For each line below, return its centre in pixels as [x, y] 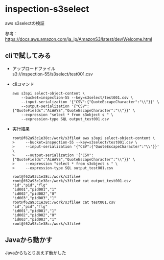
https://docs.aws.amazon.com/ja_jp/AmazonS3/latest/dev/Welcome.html [79, 39]
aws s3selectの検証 [25, 23]
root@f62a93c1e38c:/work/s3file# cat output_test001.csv [71, 181]
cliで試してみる [28, 56]
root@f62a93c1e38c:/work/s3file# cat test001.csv [64, 202]
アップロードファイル [34, 68]
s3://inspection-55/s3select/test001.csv [52, 74]
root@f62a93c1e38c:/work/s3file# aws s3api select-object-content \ [83, 138]
